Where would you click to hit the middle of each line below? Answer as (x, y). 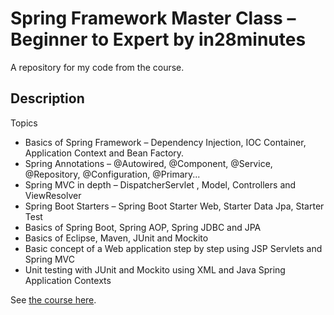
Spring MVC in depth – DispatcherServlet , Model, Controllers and (160, 184)
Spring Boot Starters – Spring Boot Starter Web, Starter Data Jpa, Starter (174, 206)
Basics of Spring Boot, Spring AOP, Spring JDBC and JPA (143, 227)
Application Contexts (68, 280)
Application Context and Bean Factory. (104, 153)
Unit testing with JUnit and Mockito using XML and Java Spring (155, 269)
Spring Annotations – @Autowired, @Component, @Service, (148, 163)
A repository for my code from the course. (97, 67)
